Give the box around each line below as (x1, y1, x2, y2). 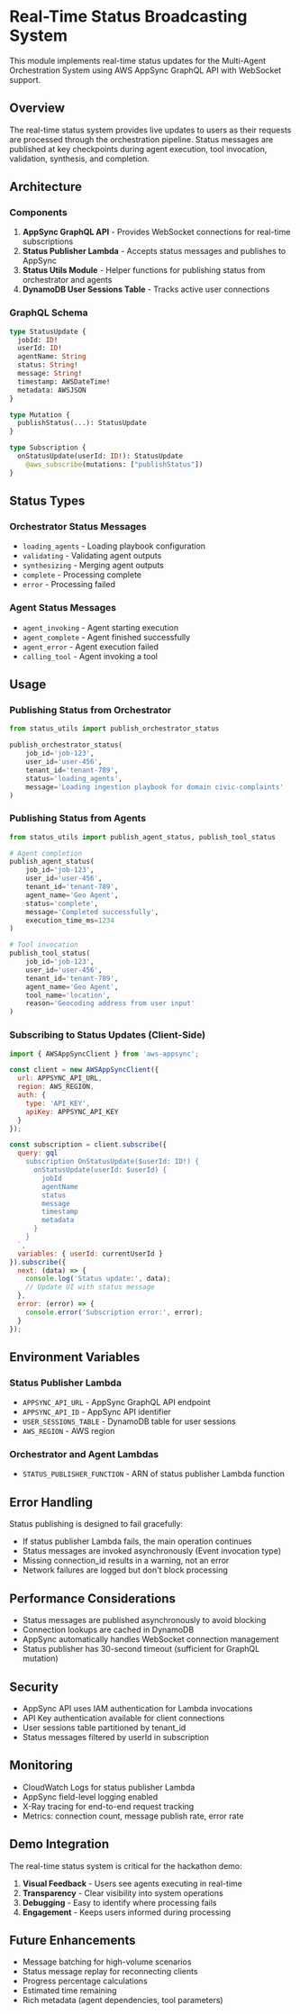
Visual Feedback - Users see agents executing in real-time (22, 1878, 243, 1889)
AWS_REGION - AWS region (22, 1426, 115, 1437)
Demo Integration (9, 1837, 110, 1852)
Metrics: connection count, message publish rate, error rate (22, 1810, 244, 1821)
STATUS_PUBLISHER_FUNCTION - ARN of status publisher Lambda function (22, 1468, 286, 1479)
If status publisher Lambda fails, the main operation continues (22, 1536, 252, 1547)
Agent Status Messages (9, 602, 117, 614)
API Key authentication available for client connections (22, 1712, 225, 1723)
